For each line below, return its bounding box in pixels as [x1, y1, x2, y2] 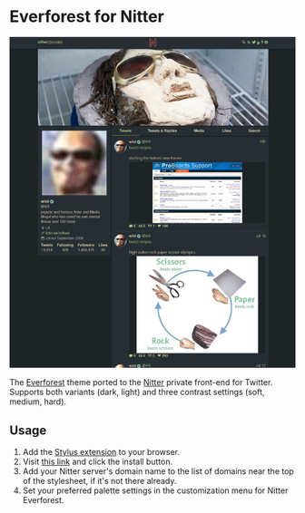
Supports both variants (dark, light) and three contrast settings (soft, [9, 387, 265, 398]
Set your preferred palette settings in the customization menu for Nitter [22, 485, 289, 496]
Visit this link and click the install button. [22, 456, 173, 468]
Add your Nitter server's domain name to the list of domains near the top [22, 466, 295, 477]
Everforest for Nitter [9, 6, 165, 27]
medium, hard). [9, 396, 66, 407]
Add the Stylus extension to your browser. [22, 447, 180, 458]
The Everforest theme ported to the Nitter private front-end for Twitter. [9, 377, 273, 388]
